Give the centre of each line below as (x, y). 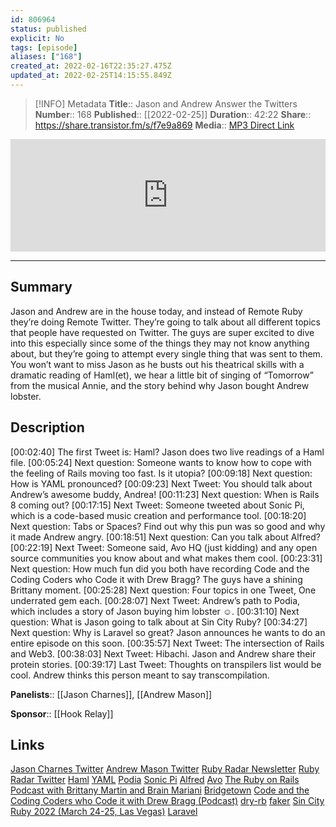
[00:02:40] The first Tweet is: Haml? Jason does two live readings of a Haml (167, 452)
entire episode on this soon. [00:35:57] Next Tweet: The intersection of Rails (167, 643)
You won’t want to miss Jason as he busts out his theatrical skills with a (157, 364)
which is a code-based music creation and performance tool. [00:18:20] (158, 515)
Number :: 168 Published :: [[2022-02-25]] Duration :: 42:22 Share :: (173, 114)
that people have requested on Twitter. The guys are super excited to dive (162, 332)
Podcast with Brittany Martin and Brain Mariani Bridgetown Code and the (160, 790)
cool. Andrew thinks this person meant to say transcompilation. (140, 675)
